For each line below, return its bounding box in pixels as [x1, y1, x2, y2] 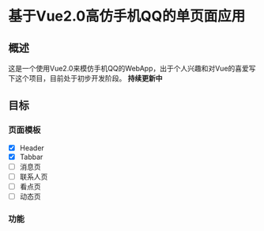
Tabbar [19, 152, 43, 161]
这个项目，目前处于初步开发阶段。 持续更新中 [14, 74, 163, 83]
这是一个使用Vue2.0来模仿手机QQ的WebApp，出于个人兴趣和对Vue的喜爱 [8, 64, 249, 73]
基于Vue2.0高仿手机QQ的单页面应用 [8, 7, 246, 25]
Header [19, 143, 45, 153]
